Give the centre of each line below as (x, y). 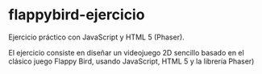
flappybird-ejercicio (77, 15)
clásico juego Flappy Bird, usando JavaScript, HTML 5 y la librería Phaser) (131, 61)
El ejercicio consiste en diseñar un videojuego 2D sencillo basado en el (126, 52)
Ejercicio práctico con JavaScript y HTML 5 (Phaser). (97, 37)
